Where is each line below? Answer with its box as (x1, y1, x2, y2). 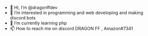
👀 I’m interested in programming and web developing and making (9, 10, 144, 16)
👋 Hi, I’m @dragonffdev (9, 5, 58, 10)
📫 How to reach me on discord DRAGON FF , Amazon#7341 (9, 26, 133, 31)
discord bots (9, 15, 36, 20)
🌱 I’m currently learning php (9, 20, 67, 26)
